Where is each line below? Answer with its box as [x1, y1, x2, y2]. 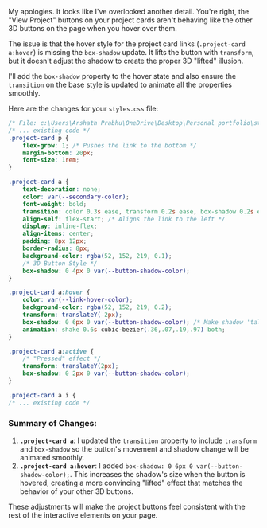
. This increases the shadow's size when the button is [70, 469, 246, 479]
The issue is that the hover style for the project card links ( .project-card [8, 39, 246, 49]
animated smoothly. [19, 452, 85, 462]
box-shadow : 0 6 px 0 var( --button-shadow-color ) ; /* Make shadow [22, 318, 244, 326]
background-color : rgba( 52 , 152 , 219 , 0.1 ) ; [22, 252, 172, 260]
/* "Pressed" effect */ [22, 354, 102, 363]
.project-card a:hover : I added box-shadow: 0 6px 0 [19, 461, 193, 471]
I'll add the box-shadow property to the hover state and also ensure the [8, 72, 237, 80]
